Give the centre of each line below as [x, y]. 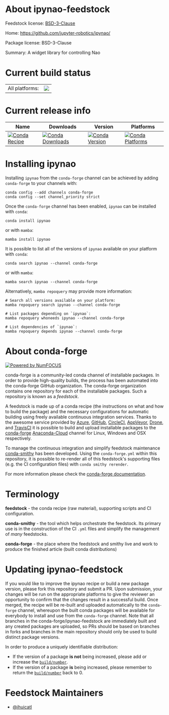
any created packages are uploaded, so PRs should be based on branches [82, 626]
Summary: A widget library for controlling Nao [53, 52]
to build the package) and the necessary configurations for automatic [77, 411]
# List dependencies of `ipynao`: [41, 327]
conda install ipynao [28, 221]
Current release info [48, 111]
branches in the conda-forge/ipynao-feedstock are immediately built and [81, 621]
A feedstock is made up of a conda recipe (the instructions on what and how [84, 406]
